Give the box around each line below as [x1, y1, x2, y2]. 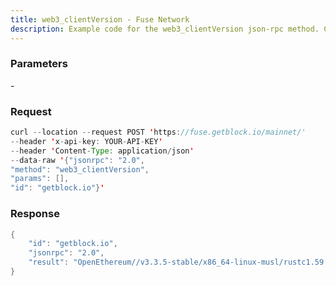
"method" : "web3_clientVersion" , [10, 164, 150, 175]
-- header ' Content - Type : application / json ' [10, 146, 195, 156]
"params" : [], [10, 174, 70, 184]
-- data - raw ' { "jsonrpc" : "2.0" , [10, 155, 145, 165]
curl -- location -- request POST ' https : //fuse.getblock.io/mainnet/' [10, 127, 307, 138]
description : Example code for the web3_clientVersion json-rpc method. [10, 24, 320, 34]
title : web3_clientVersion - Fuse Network [10, 14, 190, 25]
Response [10, 207, 60, 221]
